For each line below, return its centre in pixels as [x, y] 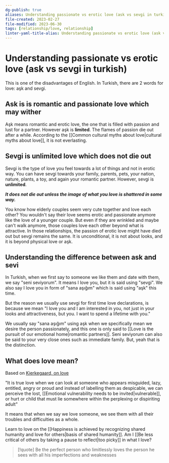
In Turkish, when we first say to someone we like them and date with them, [82, 277]
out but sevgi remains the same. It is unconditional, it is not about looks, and [84, 236]
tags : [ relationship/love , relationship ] [49, 29]
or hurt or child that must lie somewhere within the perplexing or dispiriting [82, 399]
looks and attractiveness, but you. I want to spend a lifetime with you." [78, 314]
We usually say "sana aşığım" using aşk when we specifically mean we [79, 324]
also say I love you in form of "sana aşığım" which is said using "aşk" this [81, 288]
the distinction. [21, 345]
